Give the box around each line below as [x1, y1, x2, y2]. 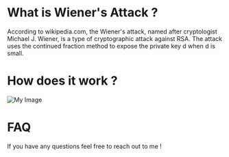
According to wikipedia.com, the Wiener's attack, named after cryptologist [7, 27, 217, 35]
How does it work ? [7, 73, 118, 89]
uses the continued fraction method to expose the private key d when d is [7, 42, 216, 50]
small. [7, 49, 24, 57]
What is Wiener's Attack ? [7, 5, 158, 20]
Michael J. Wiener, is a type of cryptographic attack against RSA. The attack [7, 34, 223, 42]
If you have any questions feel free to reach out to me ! [7, 142, 162, 150]
